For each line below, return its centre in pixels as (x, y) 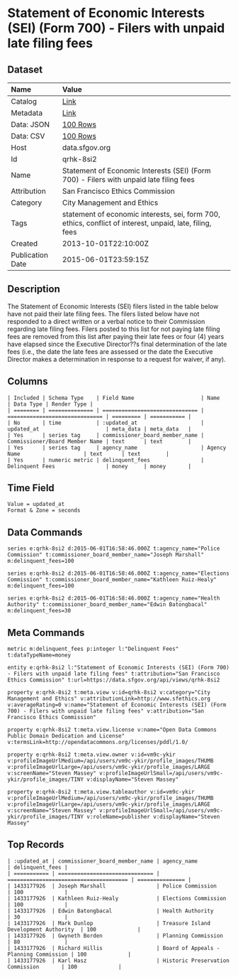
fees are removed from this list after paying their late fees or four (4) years (116, 336)
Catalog (24, 101)
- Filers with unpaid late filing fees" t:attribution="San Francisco (114, 674)
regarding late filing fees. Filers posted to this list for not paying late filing (114, 329)
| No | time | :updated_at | (106, 423)
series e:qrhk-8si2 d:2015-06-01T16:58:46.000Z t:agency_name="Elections (119, 573)
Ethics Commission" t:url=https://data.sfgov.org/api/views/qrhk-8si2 (114, 680)
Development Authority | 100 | (74, 929)
